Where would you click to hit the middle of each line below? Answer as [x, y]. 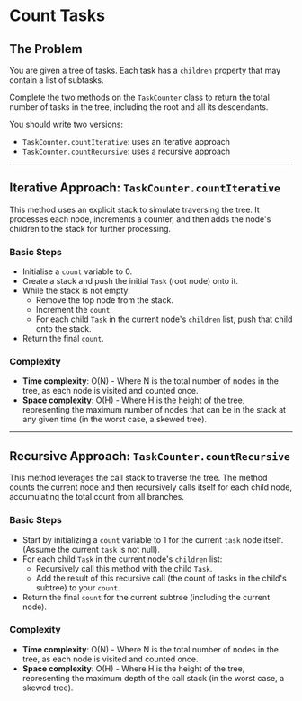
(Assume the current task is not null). [91, 549]
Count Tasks [58, 16]
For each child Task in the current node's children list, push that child [164, 319]
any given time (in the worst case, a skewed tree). [115, 420]
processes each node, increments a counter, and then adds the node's [140, 219]
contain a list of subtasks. [57, 80]
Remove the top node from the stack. [104, 300]
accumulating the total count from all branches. [97, 497]
